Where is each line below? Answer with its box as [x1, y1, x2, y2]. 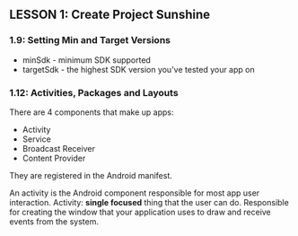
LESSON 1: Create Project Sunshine [9, 7, 211, 22]
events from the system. [9, 215, 100, 227]
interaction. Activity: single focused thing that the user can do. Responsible [9, 197, 289, 207]
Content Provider [22, 153, 86, 163]
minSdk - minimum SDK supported [22, 54, 151, 66]
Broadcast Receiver [22, 143, 96, 153]
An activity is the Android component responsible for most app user [9, 188, 260, 198]
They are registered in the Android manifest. [9, 170, 173, 180]
